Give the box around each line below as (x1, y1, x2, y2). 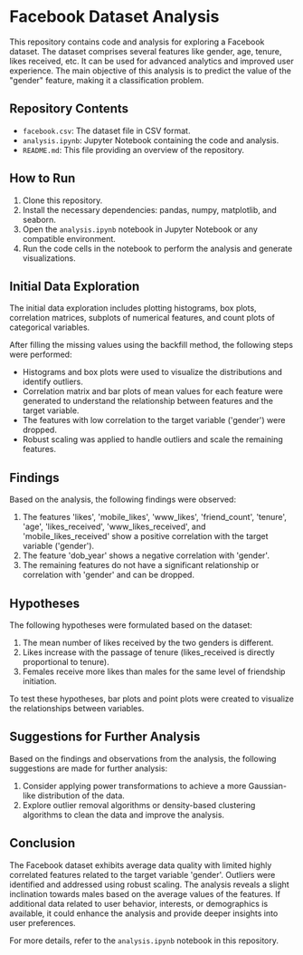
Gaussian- (248, 780, 288, 791)
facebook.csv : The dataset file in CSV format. (22, 125, 191, 136)
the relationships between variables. (9, 703, 145, 713)
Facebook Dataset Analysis (9, 6, 220, 27)
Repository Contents (9, 101, 129, 117)
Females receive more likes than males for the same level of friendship (22, 666, 286, 677)
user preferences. (9, 917, 76, 928)
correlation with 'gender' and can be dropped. (22, 569, 194, 581)
